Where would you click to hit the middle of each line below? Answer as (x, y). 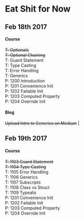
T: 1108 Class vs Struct (27, 187)
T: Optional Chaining (25, 55)
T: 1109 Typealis (21, 192)
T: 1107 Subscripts (23, 182)
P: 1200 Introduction (25, 80)
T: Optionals (17, 50)
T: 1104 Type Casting (26, 167)
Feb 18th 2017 (26, 27)
